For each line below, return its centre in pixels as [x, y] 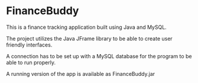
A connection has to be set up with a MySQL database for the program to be [99, 56]
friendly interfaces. [29, 45]
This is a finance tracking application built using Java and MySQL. [86, 27]
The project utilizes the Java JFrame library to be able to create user [89, 38]
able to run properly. [31, 62]
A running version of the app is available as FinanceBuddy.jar [81, 74]
